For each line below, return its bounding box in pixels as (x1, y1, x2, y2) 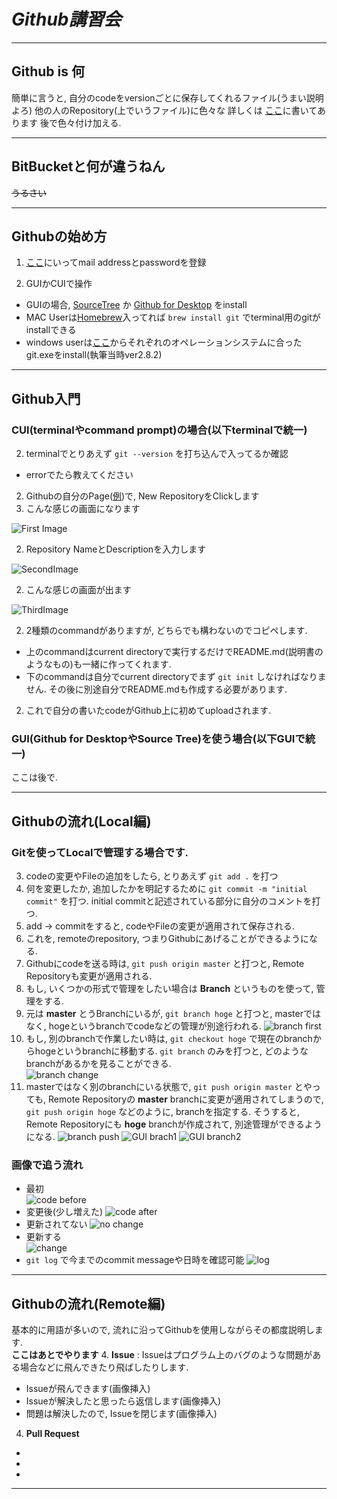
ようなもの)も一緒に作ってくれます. (25, 658, 172, 670)
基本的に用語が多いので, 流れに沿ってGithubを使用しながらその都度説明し (11, 1324, 315, 1336)
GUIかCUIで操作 (25, 278, 93, 290)
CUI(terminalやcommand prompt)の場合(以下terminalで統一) (11, 423, 308, 437)
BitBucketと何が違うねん (11, 158, 166, 175)
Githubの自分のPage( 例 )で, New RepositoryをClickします (25, 490, 260, 502)
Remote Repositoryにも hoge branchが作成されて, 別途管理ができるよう (25, 1118, 323, 1130)
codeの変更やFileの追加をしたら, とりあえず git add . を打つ (25, 870, 279, 882)
